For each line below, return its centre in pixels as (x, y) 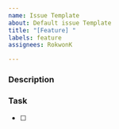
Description (31, 80)
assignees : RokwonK (40, 45)
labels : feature (35, 38)
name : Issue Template (44, 15)
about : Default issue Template (60, 23)
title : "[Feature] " (42, 30)
